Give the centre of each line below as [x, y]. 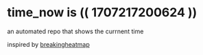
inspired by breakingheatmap [49, 44]
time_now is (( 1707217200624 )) [102, 13]
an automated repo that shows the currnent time [75, 31]
